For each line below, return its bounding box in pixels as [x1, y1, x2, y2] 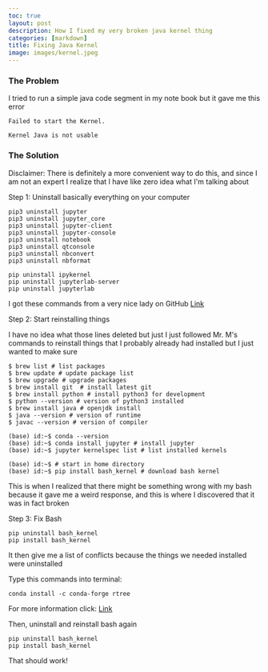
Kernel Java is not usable [8, 131, 98, 140]
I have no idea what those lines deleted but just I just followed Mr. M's [8, 330, 238, 339]
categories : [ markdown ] [8, 34, 88, 42]
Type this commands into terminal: [8, 574, 122, 584]
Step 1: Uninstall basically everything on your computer [8, 192, 190, 202]
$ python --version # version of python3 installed [8, 397, 184, 405]
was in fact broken [8, 498, 70, 508]
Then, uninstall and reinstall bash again [8, 619, 138, 629]
